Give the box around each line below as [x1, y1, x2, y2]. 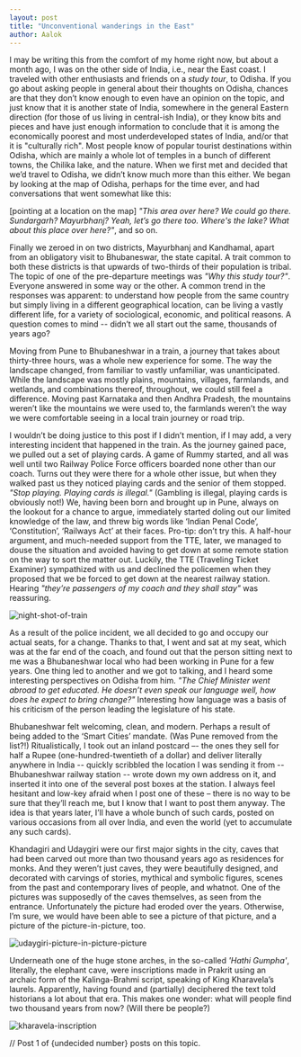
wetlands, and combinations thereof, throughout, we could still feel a [9, 384, 263, 395]
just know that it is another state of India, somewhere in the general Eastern [9, 103, 289, 113]
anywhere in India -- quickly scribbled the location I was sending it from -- [9, 759, 285, 770]
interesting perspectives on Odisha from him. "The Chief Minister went [9, 676, 271, 686]
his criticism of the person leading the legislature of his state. [9, 703, 235, 715]
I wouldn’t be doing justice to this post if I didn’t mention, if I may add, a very [9, 430, 292, 441]
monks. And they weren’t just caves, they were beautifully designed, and [9, 863, 279, 873]
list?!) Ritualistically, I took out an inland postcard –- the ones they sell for [9, 740, 279, 751]
